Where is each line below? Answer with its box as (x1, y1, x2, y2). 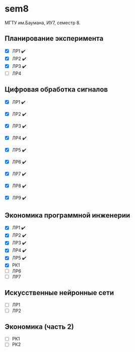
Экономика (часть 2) (5, 322, 74, 331)
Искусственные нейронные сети (5, 289, 114, 297)
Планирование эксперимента (5, 34, 104, 43)
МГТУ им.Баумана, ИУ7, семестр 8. (5, 20, 81, 26)
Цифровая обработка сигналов (5, 85, 108, 94)
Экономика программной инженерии (5, 211, 130, 220)
